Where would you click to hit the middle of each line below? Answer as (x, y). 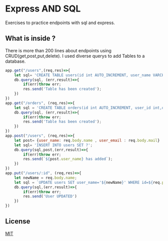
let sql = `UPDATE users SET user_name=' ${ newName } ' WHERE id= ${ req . (88, 182)
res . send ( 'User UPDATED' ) (50, 196)
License (18, 221)
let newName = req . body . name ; (46, 178)
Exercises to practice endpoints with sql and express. (60, 23)
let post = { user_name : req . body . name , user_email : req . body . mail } (87, 140)
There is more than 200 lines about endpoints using (58, 50)
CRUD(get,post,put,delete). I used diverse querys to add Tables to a (75, 56)
